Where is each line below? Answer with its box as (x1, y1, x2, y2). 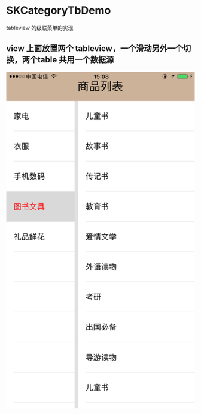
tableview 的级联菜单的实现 (6, 24, 74, 31)
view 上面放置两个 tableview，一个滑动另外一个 (6, 43, 184, 54)
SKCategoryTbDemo (6, 4, 111, 17)
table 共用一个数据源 (37, 55, 114, 65)
